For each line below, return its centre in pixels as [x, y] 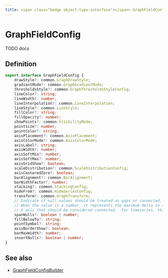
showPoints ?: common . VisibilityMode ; [53, 122]
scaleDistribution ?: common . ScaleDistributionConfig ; [71, 168]
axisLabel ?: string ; [35, 145]
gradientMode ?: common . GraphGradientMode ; [59, 85]
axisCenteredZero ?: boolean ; [44, 173]
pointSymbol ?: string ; [38, 224]
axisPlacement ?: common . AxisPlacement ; [56, 136]
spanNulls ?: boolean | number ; [47, 215]
